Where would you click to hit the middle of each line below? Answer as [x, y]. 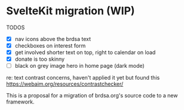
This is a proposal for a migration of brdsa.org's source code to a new [92, 96]
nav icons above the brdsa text [53, 39]
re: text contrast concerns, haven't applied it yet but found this [83, 78]
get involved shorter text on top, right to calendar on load [85, 52]
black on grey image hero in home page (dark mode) [79, 66]
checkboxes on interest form [50, 45]
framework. [20, 102]
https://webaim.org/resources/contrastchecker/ [65, 84]
